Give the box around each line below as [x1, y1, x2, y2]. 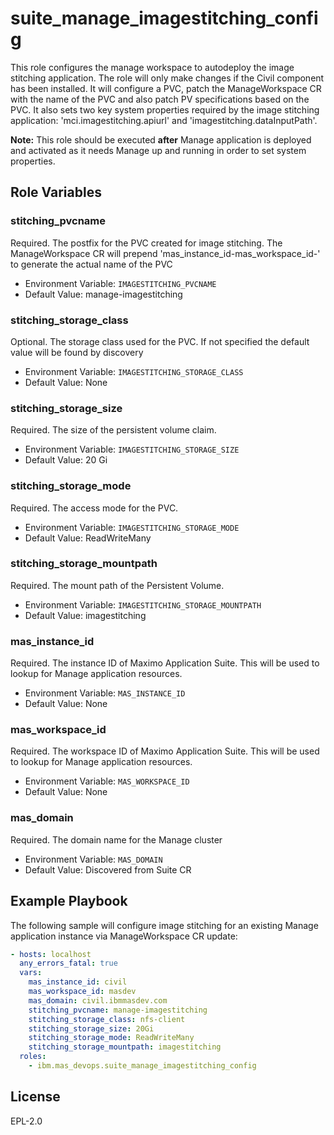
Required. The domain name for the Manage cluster [10, 833, 223, 846]
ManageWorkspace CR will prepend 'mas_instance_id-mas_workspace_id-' [10, 247, 321, 259]
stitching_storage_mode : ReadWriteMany [28, 1033, 195, 1043]
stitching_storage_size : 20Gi [28, 1023, 155, 1034]
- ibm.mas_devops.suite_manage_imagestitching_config [28, 1061, 257, 1071]
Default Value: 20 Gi [24, 454, 108, 466]
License [10, 1088, 61, 1106]
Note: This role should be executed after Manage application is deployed [10, 133, 312, 146]
